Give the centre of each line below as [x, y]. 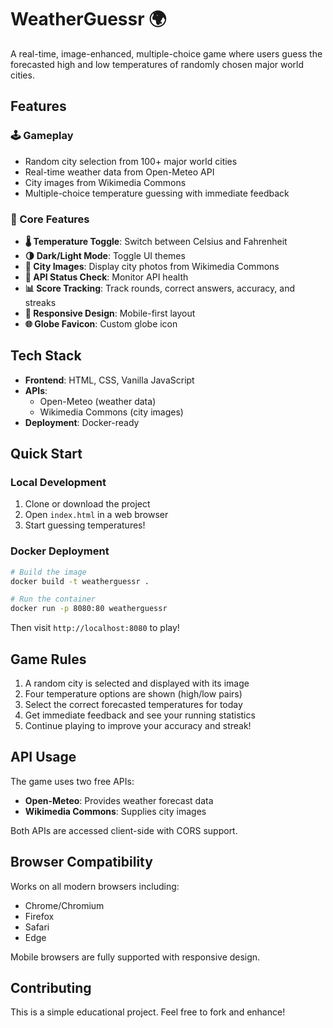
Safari [37, 927]
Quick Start [46, 454]
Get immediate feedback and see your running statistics [140, 715]
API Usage [43, 757]
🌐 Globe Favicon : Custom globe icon [101, 323]
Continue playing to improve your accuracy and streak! [138, 726]
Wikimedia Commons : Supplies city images [115, 811]
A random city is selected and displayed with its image [137, 683]
